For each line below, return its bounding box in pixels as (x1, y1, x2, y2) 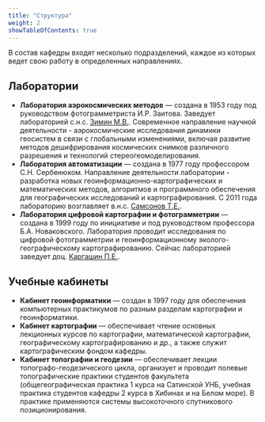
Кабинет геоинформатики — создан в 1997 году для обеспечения (19, 296, 247, 305)
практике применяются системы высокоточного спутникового (19, 397, 233, 406)
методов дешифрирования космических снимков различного (19, 143, 229, 152)
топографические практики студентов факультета (19, 371, 190, 381)
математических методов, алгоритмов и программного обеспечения (19, 184, 256, 194)
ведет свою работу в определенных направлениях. (8, 56, 184, 66)
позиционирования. (19, 405, 87, 414)
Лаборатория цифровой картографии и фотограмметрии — (19, 210, 229, 219)
